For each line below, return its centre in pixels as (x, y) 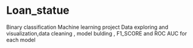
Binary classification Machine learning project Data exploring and (87, 27)
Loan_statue (38, 10)
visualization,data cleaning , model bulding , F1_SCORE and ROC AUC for (96, 33)
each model (21, 40)
